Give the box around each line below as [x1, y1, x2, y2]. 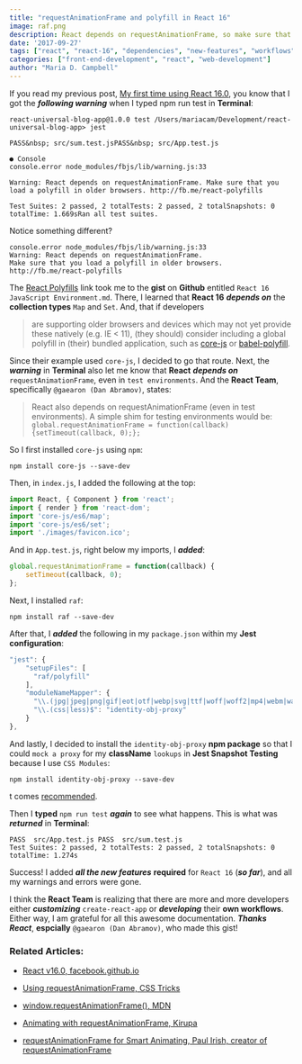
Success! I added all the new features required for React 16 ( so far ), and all [9, 866, 292, 878]
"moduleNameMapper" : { [25, 689, 111, 698]
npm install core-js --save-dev [9, 461, 130, 471]
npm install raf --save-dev [9, 612, 115, 621]
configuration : [9, 637, 65, 648]
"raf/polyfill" [32, 672, 91, 681]
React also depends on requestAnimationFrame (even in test [31, 401, 256, 412]
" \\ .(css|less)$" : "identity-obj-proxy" [32, 706, 187, 715]
